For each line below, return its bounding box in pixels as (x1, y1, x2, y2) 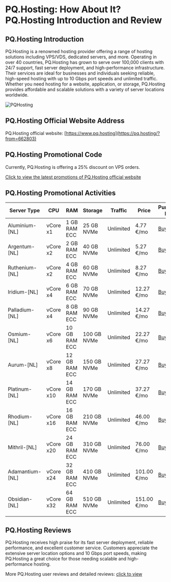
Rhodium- (8, 413, 33, 420)
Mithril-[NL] (8, 444, 37, 451)
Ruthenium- (8, 264, 37, 272)
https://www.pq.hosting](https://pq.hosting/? (66, 130, 160, 136)
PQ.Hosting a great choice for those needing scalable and (5, 556, 127, 562)
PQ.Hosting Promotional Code (5, 150, 102, 159)
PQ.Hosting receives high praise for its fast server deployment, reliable (5, 540, 154, 546)
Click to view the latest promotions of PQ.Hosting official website (5, 174, 141, 180)
